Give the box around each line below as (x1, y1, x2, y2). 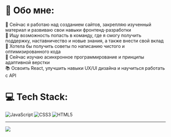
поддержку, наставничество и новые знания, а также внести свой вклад (5, 38, 164, 44)
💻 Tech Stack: (5, 91, 68, 103)
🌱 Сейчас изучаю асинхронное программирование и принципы (5, 53, 145, 60)
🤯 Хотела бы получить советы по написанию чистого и (5, 43, 125, 49)
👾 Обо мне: (5, 5, 54, 16)
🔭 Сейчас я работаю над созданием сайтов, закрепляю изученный (5, 21, 152, 28)
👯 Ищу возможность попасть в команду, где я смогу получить (5, 32, 141, 38)
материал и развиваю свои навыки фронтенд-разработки (5, 26, 131, 33)
